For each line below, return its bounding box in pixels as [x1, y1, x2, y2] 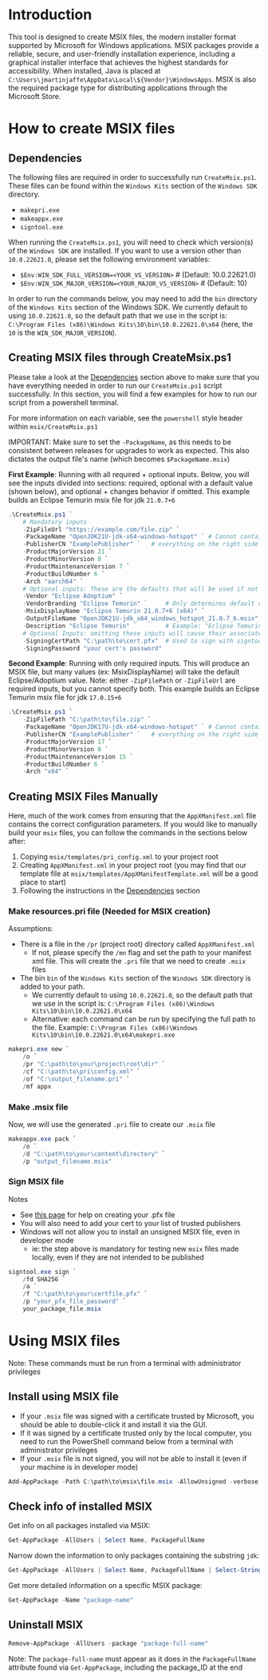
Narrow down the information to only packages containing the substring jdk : [8, 1551, 260, 1560]
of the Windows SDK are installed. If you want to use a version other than [8, 245, 242, 255]
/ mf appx [22, 1082, 52, 1090]
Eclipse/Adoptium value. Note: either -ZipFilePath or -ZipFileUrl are [8, 675, 236, 685]
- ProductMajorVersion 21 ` [22, 547, 112, 556]
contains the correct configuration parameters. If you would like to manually [8, 819, 258, 829]
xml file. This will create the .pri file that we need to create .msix [31, 957, 246, 966]
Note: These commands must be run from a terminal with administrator [8, 1358, 242, 1367]
